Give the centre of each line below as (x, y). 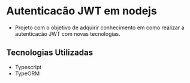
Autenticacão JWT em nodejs (82, 11)
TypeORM (27, 73)
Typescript (28, 67)
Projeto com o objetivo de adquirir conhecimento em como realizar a (99, 27)
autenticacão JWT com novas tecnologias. (68, 33)
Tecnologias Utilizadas (50, 53)
